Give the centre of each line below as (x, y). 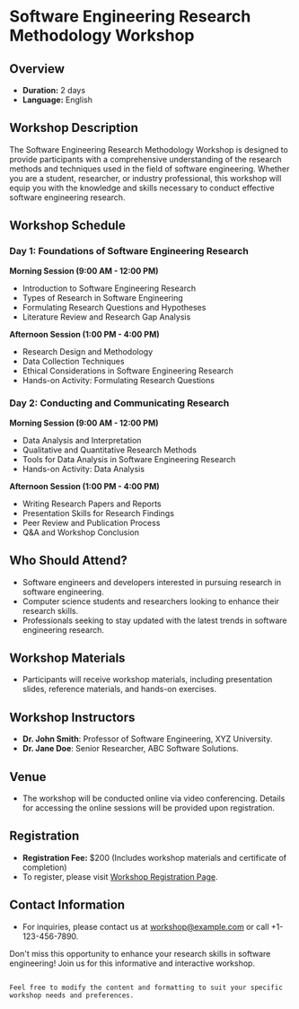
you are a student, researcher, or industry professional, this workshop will (145, 178)
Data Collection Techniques (73, 361)
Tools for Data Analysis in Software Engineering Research (129, 459)
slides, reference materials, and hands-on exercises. (119, 689)
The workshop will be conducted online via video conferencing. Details (154, 798)
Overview (37, 69)
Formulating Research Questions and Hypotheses (114, 307)
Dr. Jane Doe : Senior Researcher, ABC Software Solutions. (131, 749)
